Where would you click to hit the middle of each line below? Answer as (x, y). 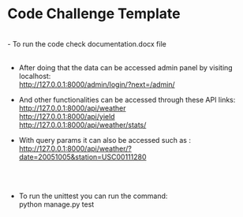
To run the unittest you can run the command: (93, 196)
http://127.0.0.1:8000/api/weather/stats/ (82, 125)
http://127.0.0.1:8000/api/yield (67, 116)
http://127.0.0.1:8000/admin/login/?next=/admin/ (97, 84)
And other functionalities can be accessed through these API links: (127, 99)
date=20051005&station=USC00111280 (82, 157)
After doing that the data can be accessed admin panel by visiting (126, 67)
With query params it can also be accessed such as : (105, 140)
